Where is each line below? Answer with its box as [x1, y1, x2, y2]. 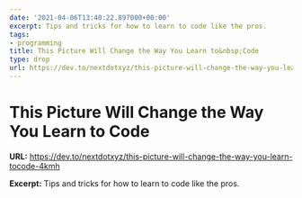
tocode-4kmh [9, 160, 60, 171]
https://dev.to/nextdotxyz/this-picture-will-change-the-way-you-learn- [29, 150, 293, 162]
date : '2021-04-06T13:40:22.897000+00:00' [9, 13, 171, 22]
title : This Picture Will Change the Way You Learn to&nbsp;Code [9, 47, 259, 56]
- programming [9, 38, 63, 48]
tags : [9, 30, 30, 39]
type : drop [9, 55, 50, 64]
